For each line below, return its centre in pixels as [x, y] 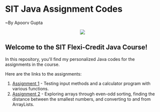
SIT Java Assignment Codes [64, 9]
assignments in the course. [32, 64]
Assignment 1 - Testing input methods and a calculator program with [81, 83]
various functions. [30, 88]
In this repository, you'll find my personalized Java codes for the [70, 59]
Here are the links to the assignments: [43, 74]
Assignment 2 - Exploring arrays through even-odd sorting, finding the [83, 94]
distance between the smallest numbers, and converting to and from [81, 99]
